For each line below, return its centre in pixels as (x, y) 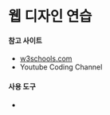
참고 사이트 (25, 40)
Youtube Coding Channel (61, 67)
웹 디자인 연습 (50, 16)
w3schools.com (46, 59)
